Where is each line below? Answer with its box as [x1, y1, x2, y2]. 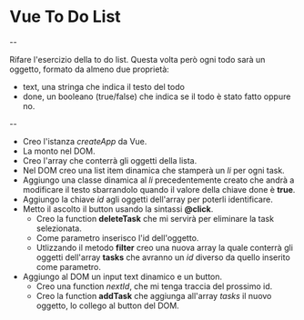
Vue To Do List [9, 6, 121, 27]
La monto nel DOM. [22, 145, 96, 156]
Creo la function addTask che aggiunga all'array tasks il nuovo [35, 290, 272, 301]
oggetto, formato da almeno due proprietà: [9, 64, 170, 75]
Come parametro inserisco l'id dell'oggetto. [35, 232, 199, 243]
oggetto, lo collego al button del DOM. [35, 300, 179, 311]
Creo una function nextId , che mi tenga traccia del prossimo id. [35, 280, 273, 292]
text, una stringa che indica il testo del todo [22, 81, 185, 92]
